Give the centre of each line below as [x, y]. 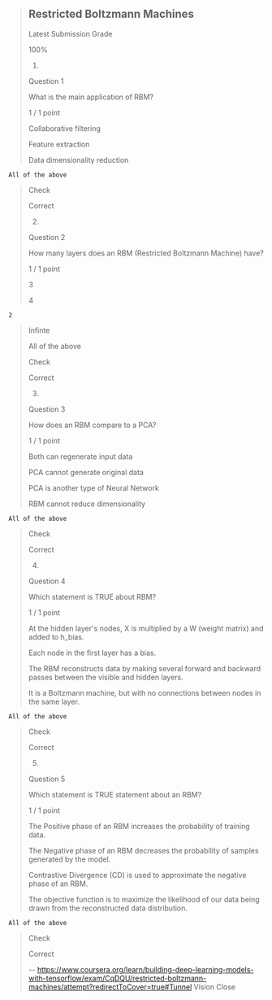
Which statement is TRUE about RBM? [92, 596]
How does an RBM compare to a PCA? [92, 425]
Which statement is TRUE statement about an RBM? [115, 794]
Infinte [39, 330]
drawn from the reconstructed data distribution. [108, 908]
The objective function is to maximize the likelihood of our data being [144, 899]
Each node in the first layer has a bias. [92, 653]
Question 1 [46, 81]
